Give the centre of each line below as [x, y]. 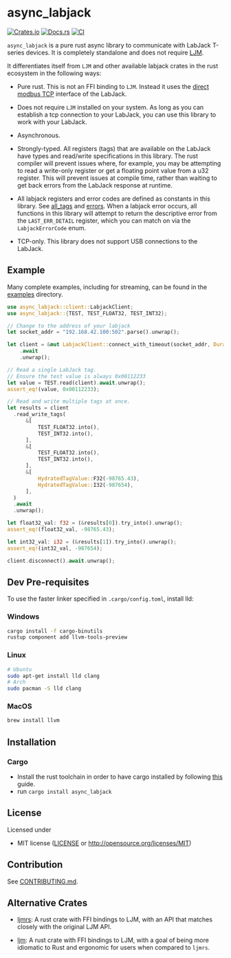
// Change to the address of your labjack [69, 326]
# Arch [16, 682]
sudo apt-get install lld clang [53, 676]
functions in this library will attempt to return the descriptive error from [117, 213]
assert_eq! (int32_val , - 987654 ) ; [55, 548]
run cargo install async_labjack [64, 792]
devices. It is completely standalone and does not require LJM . [115, 52]
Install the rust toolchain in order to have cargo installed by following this [120, 777]
